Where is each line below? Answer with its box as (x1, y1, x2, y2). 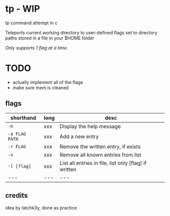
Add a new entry (59, 133, 99, 140)
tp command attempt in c (5, 20, 58, 26)
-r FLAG (8, 144, 26, 149)
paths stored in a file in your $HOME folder (5, 35, 95, 41)
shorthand (10, 114, 36, 121)
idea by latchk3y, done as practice (5, 204, 77, 210)
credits (5, 191, 28, 200)
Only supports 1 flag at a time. (5, 45, 68, 51)
